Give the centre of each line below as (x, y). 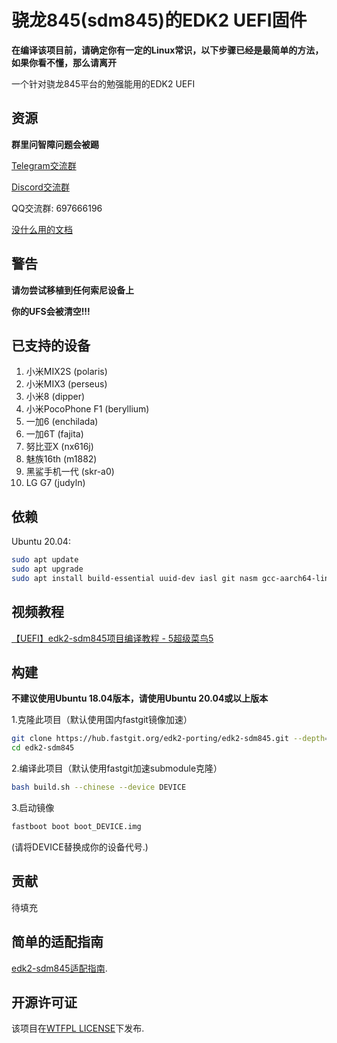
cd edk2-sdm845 (43, 748)
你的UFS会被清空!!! (51, 311)
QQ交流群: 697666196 (57, 208)
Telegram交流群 (44, 165)
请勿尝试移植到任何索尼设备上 (72, 290)
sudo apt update (45, 560)
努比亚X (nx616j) (59, 447)
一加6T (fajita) (54, 434)
